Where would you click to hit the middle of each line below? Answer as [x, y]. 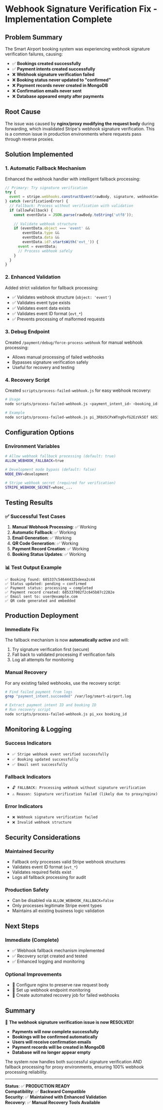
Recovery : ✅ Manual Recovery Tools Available [53, 1102]
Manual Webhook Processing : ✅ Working [54, 527]
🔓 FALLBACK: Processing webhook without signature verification [79, 788]
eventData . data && [41, 238]
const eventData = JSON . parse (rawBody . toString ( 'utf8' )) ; [73, 215]
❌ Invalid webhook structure [42, 823]
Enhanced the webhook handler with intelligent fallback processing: [73, 179]
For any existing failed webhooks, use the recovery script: [63, 683]
